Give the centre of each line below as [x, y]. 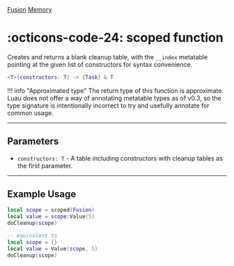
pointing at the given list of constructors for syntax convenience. [100, 64]
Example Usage [42, 194]
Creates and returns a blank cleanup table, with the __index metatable [108, 57]
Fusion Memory [30, 9]
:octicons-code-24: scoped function [116, 38]
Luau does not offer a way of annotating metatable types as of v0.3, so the [114, 98]
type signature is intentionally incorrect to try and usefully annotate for [109, 105]
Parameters [33, 141]
